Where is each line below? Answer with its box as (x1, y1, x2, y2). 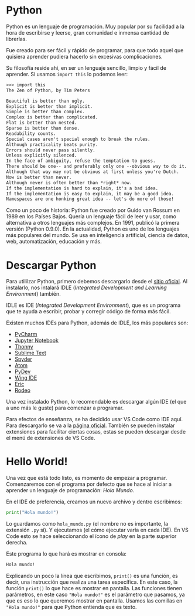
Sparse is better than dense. (6, 126, 80, 131)
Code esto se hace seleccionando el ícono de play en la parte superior (6, 533, 177, 540)
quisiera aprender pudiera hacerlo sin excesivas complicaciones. (6, 53, 163, 60)
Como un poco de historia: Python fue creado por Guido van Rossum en (6, 207, 180, 214)
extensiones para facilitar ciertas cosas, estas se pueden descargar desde (6, 428, 186, 435)
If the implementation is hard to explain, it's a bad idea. (6, 185, 159, 191)
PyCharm (14, 331, 37, 338)
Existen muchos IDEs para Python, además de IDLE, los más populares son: (6, 319, 189, 326)
